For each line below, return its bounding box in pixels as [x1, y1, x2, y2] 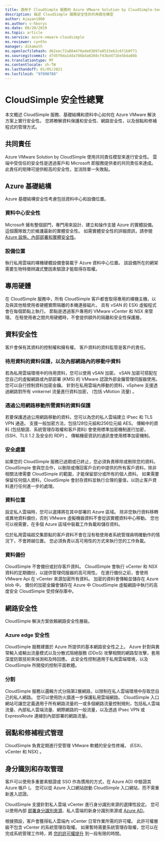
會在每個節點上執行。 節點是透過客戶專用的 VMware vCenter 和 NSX [5, 308, 143, 314]
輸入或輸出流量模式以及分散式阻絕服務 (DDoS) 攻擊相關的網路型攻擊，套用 [9, 650, 160, 656]
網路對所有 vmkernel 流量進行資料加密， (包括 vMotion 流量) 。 [9, 388, 137, 394]
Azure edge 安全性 [5, 632, 50, 639]
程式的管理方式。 [5, 124, 40, 130]
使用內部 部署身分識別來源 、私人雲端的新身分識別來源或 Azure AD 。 [9, 808, 147, 814]
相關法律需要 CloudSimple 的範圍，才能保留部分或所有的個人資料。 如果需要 [5, 471, 160, 477]
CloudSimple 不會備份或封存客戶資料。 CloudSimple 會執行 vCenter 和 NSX [5, 563, 158, 569]
